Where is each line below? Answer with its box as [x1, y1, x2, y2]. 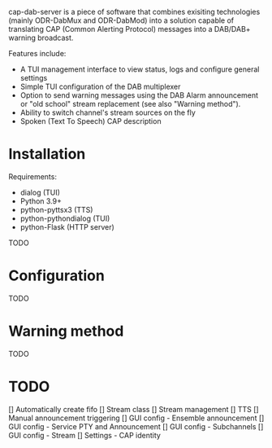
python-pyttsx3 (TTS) [19, 204, 93, 214]
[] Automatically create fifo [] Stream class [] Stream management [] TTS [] [8, 404, 259, 414]
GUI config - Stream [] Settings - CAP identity [8, 430, 161, 440]
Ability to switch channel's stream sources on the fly [19, 108, 196, 117]
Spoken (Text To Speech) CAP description [19, 116, 162, 125]
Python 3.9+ [19, 195, 63, 206]
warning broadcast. [8, 33, 74, 42]
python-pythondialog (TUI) [19, 213, 110, 223]
